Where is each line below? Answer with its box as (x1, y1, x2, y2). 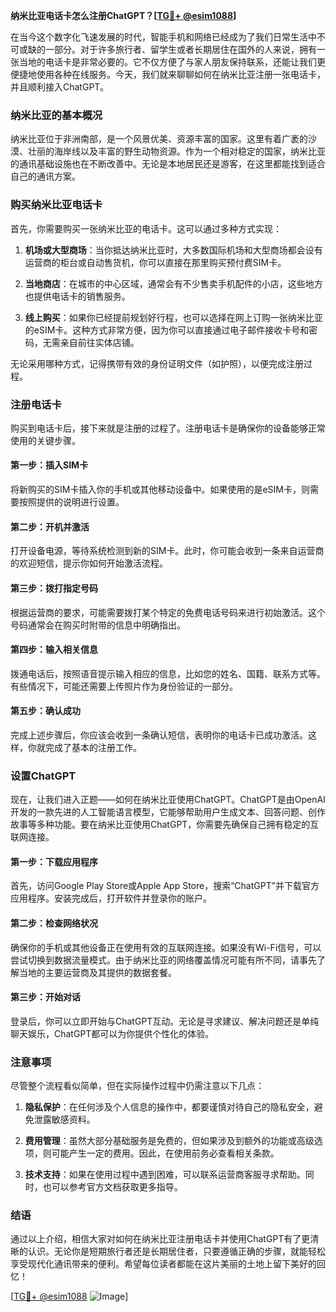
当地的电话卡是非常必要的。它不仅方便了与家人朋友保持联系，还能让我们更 (18, 56, 326, 68)
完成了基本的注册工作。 (44, 741, 142, 753)
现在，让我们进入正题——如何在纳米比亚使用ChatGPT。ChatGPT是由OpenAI (10, 794, 326, 806)
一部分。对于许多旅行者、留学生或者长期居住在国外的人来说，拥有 (44, 44, 317, 55)
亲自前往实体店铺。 (59, 336, 140, 348)
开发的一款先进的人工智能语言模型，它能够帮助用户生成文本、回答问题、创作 (10, 806, 326, 818)
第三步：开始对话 (10, 991, 81, 1003)
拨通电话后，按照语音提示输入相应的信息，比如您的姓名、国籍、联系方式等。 (10, 667, 326, 679)
